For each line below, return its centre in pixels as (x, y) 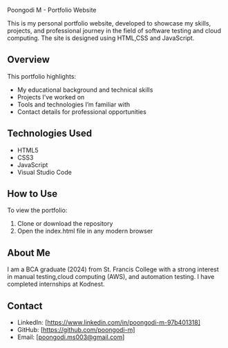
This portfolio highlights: (42, 76)
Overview (29, 60)
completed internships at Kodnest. (56, 284)
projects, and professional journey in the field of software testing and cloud (114, 31)
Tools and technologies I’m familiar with (74, 104)
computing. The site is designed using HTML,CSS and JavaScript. (101, 38)
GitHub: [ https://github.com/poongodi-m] (76, 330)
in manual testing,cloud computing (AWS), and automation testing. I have (111, 277)
